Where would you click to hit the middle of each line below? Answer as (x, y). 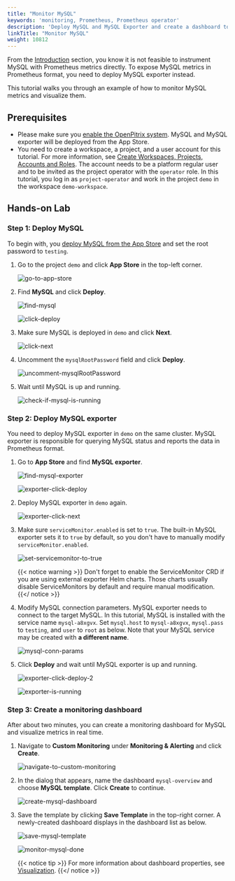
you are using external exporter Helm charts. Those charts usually (113, 579)
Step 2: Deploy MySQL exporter (62, 418)
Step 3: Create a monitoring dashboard (74, 710)
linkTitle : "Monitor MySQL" (48, 33)
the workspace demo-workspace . (63, 186)
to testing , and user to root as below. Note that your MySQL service (116, 630)
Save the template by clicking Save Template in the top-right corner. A (119, 815)
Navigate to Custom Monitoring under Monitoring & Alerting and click (119, 746)
